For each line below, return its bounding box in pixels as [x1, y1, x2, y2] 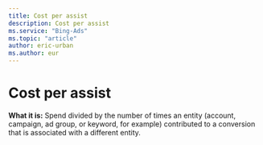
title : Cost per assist [8, 11, 88, 20]
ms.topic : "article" [8, 34, 78, 43]
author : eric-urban [8, 42, 74, 50]
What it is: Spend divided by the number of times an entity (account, [8, 110, 236, 120]
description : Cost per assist [8, 19, 110, 27]
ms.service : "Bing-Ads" [8, 27, 88, 35]
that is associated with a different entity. [8, 127, 141, 137]
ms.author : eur [8, 49, 60, 57]
